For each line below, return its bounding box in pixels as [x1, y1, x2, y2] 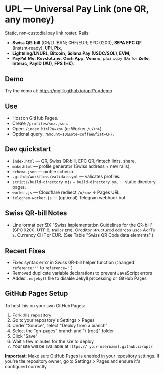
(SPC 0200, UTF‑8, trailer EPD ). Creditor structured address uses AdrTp [12, 227, 156, 233]
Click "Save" [12, 333, 38, 339]
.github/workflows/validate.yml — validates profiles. [12, 173, 121, 180]
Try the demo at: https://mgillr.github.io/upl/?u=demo [5, 87, 113, 94]
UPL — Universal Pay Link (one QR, [5, 3, 149, 15]
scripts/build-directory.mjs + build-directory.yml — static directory [12, 179, 156, 185]
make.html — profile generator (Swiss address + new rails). [12, 163, 131, 169]
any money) [5, 14, 55, 25]
